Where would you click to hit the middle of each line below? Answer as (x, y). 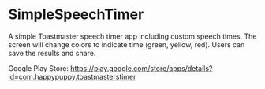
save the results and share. (52, 53)
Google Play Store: (39, 68)
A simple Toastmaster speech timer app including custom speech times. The (132, 36)
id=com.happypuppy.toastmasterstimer (72, 76)
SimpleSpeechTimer (76, 15)
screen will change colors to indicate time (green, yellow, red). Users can (127, 44)
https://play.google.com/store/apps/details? (142, 68)
